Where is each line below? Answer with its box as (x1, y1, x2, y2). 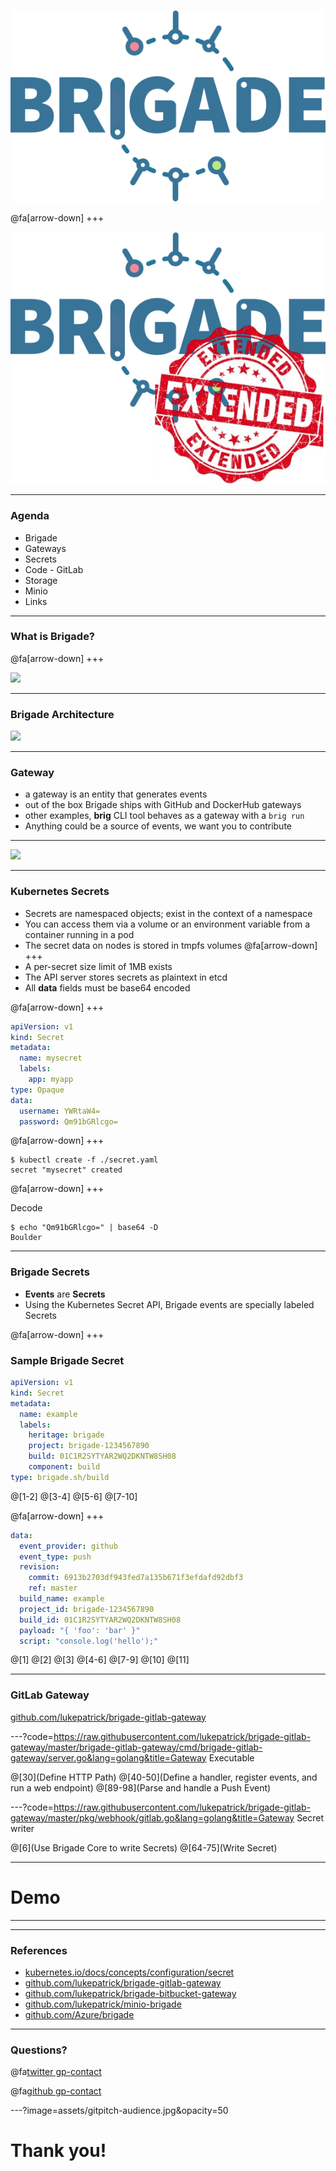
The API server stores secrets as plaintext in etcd (24, 971, 228, 983)
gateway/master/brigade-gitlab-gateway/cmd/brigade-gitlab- (10, 1741, 263, 1753)
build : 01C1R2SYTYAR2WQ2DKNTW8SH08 (28, 1451, 177, 1462)
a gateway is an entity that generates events (24, 788, 208, 800)
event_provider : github (19, 1541, 118, 1551)
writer (10, 1822, 35, 1834)
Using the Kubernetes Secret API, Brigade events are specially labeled (24, 1298, 315, 1310)
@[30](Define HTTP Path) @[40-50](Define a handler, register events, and (10, 1771, 318, 1783)
